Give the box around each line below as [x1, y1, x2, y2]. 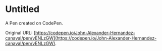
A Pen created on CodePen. [5, 20, 63, 26]
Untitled [5, 3, 40, 15]
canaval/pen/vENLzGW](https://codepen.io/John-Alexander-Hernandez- [5, 35, 157, 41]
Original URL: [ [5, 29, 36, 35]
